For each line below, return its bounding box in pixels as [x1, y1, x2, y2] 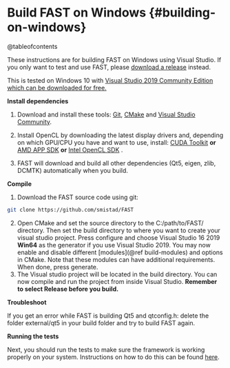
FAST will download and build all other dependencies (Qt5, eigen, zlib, [17, 159, 216, 167]
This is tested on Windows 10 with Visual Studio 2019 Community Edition [7, 76, 213, 84]
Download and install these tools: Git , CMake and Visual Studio [17, 110, 196, 119]
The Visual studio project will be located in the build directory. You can [17, 270, 218, 278]
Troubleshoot [7, 298, 47, 306]
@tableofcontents [7, 42, 58, 50]
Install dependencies [7, 96, 69, 105]
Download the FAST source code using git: [17, 193, 139, 201]
